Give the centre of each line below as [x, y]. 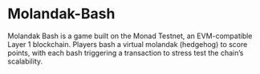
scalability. [25, 61]
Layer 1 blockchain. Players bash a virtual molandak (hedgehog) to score [128, 44]
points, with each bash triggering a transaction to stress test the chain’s [126, 53]
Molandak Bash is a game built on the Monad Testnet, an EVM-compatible [130, 36]
